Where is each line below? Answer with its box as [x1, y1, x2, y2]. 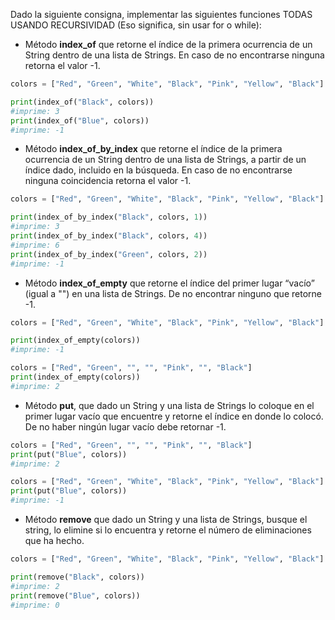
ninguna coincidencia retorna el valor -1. [24, 175, 192, 187]
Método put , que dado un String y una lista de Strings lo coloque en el [24, 399, 315, 411]
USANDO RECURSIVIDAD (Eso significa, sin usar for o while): [10, 19, 262, 31]
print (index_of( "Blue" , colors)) [10, 115, 150, 126]
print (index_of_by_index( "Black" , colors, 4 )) [10, 231, 208, 241]
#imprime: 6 [10, 240, 60, 250]
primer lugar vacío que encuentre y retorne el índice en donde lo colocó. [24, 410, 324, 422]
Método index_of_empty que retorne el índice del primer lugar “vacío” [24, 277, 315, 289]
